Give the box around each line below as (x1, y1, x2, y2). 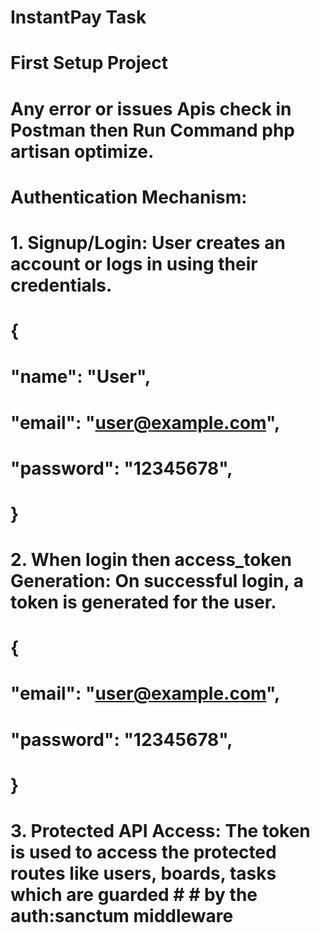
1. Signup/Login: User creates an (10, 231, 286, 254)
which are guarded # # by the (10, 884, 258, 906)
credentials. (10, 274, 113, 296)
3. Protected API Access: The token (10, 820, 311, 842)
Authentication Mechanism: (10, 186, 248, 208)
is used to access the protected (10, 841, 277, 863)
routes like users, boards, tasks (10, 862, 277, 885)
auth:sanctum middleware (10, 905, 234, 927)
